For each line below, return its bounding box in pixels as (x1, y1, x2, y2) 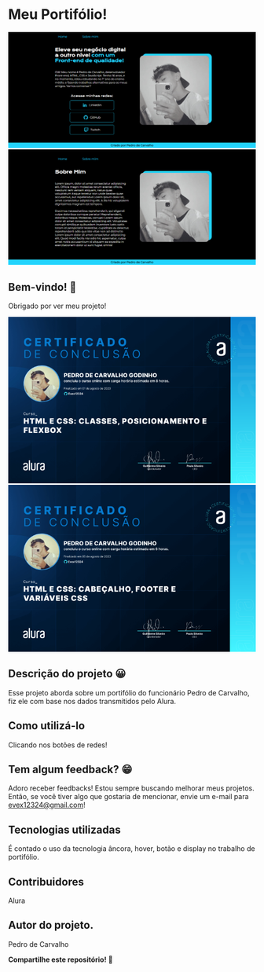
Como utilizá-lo (8, 719, 85, 732)
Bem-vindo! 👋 (8, 281, 77, 294)
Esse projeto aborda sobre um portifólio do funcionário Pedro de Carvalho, (8, 688, 250, 697)
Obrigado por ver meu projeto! (8, 301, 107, 311)
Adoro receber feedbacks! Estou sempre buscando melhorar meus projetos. (8, 783, 255, 793)
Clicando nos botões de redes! (8, 740, 108, 750)
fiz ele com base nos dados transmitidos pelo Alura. (8, 696, 177, 706)
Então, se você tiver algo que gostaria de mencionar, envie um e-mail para (8, 792, 249, 801)
